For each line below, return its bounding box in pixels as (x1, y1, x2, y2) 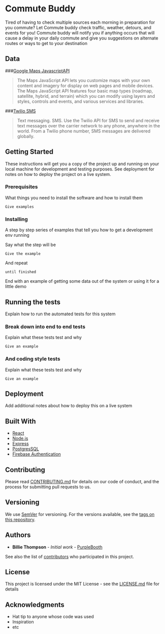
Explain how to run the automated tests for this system (5, 311, 116, 317)
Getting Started (5, 148, 54, 156)
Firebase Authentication (12, 451, 61, 457)
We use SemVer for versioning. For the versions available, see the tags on (5, 511, 155, 517)
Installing (5, 215, 28, 222)
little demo (5, 284, 27, 290)
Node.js (12, 435, 29, 441)
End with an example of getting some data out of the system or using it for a (5, 278, 159, 284)
